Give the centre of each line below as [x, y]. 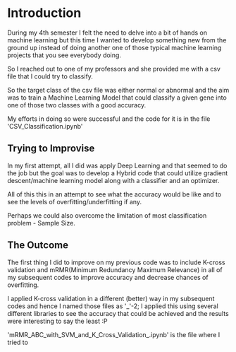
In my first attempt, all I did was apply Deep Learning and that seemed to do [117, 165]
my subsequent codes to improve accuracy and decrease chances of [108, 277]
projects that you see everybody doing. [64, 55]
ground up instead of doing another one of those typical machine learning [114, 47]
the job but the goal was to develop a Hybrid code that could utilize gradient [118, 173]
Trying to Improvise [51, 149]
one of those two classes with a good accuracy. [77, 105]
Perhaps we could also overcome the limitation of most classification [107, 215]
